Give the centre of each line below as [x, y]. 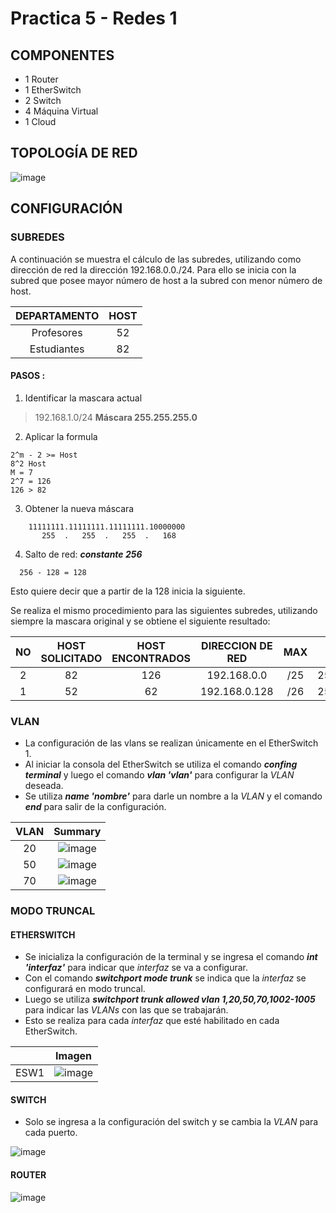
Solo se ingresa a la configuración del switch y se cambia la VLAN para [171, 1122]
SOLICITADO [71, 658]
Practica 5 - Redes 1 [94, 18]
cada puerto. [51, 1133]
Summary [77, 831]
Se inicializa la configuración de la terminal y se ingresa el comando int [171, 957]
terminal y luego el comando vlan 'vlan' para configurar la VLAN [159, 775]
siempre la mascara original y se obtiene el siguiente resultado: [140, 621]
